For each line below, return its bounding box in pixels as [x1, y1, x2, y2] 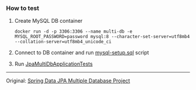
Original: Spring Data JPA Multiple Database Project [6, 77, 130, 84]
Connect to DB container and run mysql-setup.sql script [14, 49, 149, 56]
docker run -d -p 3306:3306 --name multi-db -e [14, 29, 132, 34]
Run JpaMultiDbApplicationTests [14, 60, 93, 68]
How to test [6, 4, 40, 12]
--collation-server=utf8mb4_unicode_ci [14, 39, 112, 45]
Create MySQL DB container [14, 18, 83, 25]
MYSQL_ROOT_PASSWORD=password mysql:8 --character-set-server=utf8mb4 [14, 34, 190, 40]
